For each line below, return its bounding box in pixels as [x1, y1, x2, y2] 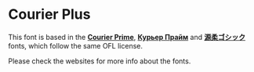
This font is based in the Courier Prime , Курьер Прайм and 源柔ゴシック [8, 32, 245, 41]
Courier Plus [8, 5, 91, 23]
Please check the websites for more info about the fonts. [8, 56, 191, 66]
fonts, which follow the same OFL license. [8, 41, 143, 50]
